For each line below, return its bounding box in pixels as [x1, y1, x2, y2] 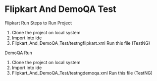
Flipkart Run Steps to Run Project [4, 20, 72, 26]
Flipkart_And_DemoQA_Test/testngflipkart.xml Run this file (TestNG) [11, 40, 151, 46]
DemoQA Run [4, 50, 33, 56]
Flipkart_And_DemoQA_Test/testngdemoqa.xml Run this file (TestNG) [11, 70, 153, 76]
